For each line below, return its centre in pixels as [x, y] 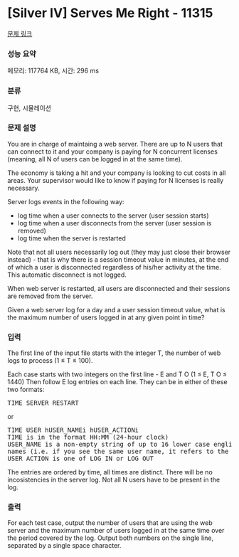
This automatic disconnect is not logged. [67, 275]
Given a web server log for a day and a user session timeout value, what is [116, 309]
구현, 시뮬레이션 [30, 107]
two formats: [26, 390]
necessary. [24, 188]
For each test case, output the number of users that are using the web [110, 523]
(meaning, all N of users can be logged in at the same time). [95, 159]
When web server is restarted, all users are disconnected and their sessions [119, 288]
